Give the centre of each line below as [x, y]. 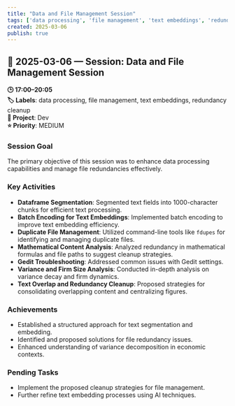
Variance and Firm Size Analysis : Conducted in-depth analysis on [113, 269]
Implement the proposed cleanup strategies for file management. [111, 388]
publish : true [28, 33]
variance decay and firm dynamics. [68, 276]
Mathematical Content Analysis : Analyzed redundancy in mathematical [121, 247]
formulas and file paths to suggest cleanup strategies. [95, 254]
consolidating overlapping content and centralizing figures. [102, 291]
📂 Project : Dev [28, 118]
